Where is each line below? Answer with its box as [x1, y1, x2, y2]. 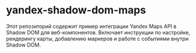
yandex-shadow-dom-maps [6, 3, 146, 17]
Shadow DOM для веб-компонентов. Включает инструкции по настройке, [6, 29, 191, 36]
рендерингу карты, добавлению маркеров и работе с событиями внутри [6, 35, 189, 42]
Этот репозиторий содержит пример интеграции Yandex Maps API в [6, 23, 177, 30]
